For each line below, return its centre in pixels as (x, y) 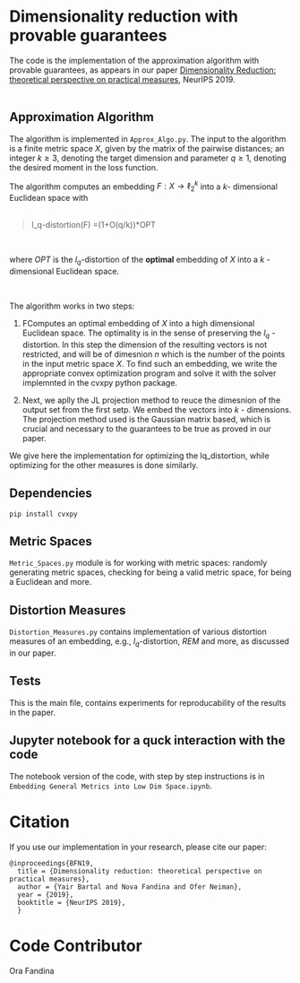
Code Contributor (76, 946)
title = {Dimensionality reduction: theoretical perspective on (140, 871)
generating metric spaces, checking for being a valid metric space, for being (150, 572)
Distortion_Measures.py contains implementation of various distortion (138, 632)
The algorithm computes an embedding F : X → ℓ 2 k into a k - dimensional (143, 187)
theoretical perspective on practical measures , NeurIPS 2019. (122, 79)
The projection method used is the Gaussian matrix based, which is (146, 419)
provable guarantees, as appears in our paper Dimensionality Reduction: (143, 70)
